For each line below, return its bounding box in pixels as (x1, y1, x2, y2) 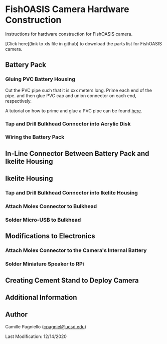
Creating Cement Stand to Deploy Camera (5, 276, 139, 285)
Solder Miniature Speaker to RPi (5, 260, 84, 267)
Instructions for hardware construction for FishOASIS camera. (5, 31, 133, 37)
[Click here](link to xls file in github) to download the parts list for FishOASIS (5, 40, 162, 46)
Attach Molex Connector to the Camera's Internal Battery (5, 247, 147, 254)
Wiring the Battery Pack (5, 133, 65, 141)
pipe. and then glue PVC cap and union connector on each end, (5, 92, 137, 99)
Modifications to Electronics (5, 232, 95, 240)
